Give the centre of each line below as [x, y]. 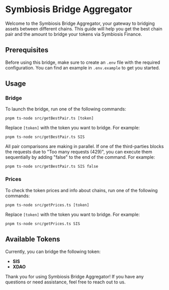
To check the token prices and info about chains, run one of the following [81, 190]
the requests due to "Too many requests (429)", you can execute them [79, 152]
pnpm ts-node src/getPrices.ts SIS [43, 224]
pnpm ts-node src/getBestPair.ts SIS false [52, 167]
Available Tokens [33, 239]
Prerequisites [27, 50]
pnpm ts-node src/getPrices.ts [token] [47, 205]
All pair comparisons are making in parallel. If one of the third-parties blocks [85, 147]
